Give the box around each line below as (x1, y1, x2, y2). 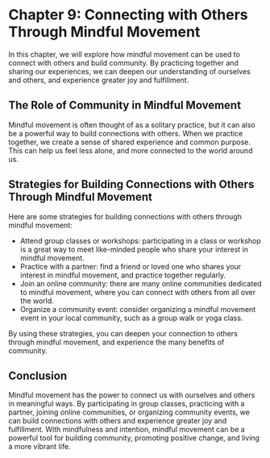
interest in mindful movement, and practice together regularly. (19, 270, 226, 280)
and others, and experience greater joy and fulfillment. (8, 75, 189, 85)
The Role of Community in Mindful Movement (8, 98, 242, 112)
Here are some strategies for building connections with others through (8, 211, 242, 221)
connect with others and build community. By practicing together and (8, 58, 239, 68)
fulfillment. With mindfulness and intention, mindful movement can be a (8, 425, 246, 435)
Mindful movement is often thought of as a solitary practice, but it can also (8, 119, 255, 130)
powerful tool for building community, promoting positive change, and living (8, 433, 260, 443)
